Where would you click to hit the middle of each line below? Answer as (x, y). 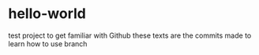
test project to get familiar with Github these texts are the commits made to (130, 35)
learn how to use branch (48, 43)
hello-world (47, 14)
